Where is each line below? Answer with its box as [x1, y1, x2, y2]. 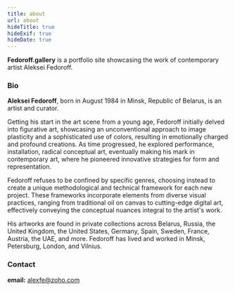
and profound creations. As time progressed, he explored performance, [7, 140, 215, 148]
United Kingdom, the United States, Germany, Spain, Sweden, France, [7, 227, 210, 235]
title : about [7, 10, 46, 18]
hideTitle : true [7, 23, 55, 30]
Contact [7, 259, 36, 269]
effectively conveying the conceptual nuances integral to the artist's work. [7, 206, 222, 214]
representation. [7, 162, 51, 171]
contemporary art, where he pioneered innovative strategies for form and [7, 155, 220, 164]
